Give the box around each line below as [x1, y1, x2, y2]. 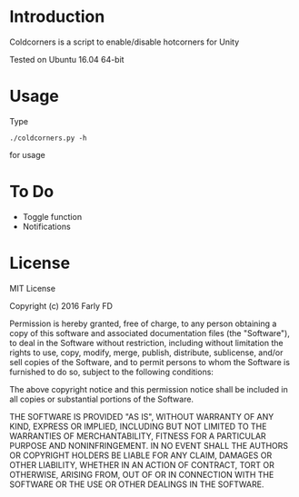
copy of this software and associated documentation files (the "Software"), [9, 327, 291, 338]
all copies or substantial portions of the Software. [9, 393, 194, 404]
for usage [9, 149, 45, 160]
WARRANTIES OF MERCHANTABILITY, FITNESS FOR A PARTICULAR [9, 430, 266, 442]
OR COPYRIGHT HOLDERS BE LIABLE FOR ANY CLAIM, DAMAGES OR [9, 450, 273, 461]
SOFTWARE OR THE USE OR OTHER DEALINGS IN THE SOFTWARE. [9, 479, 264, 490]
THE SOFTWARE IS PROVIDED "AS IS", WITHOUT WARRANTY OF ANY [9, 411, 274, 422]
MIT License [9, 283, 56, 293]
